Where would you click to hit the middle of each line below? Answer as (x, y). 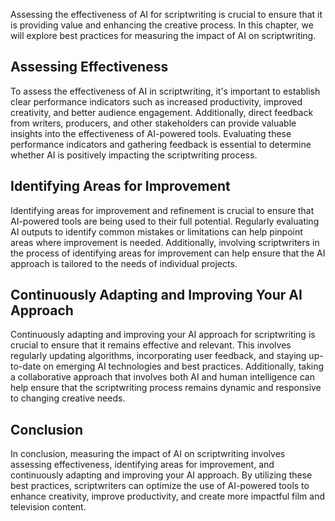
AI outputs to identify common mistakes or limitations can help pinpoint (156, 231)
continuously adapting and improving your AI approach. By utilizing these (161, 475)
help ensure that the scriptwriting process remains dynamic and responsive (166, 388)
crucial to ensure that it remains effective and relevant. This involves (151, 345)
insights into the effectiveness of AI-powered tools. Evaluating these (151, 133)
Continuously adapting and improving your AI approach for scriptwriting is (163, 335)
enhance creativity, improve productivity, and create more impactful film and (167, 496)
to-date (26, 366)
